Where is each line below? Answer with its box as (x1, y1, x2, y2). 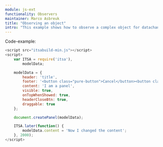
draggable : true (22, 101, 55, 107)
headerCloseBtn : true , (22, 97, 68, 102)
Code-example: (5, 38, 36, 44)
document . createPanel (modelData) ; (14, 115, 83, 120)
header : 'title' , (22, 75, 57, 80)
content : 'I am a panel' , (22, 83, 75, 89)
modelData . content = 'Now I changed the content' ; (22, 128, 127, 133)
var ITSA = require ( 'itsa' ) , (14, 57, 73, 62)
